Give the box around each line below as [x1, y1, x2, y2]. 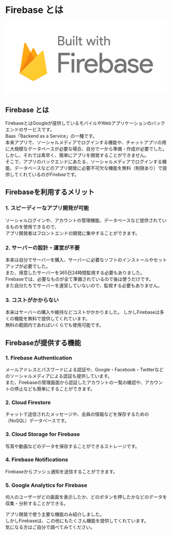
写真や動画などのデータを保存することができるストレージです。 [5, 443, 140, 449]
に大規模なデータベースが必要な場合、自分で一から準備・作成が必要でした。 [5, 145, 167, 151]
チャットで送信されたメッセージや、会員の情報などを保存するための [5, 411, 149, 417]
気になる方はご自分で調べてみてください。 [5, 524, 95, 530]
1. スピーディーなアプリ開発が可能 [5, 204, 89, 212]
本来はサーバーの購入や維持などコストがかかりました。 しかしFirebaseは [5, 309, 160, 315]
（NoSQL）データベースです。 [5, 417, 69, 424]
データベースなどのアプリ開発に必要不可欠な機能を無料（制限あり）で [14, 165, 163, 171]
